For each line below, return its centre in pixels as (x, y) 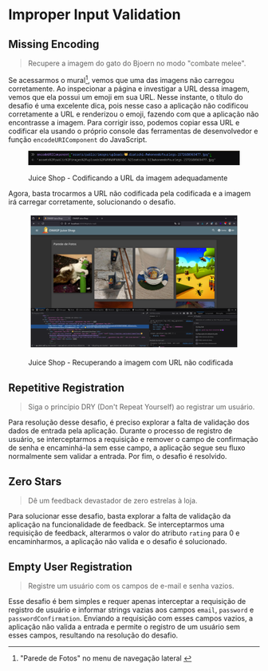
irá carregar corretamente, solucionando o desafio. (92, 202)
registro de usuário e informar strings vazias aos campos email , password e (131, 610)
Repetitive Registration (67, 387)
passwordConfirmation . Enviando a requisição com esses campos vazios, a (131, 618)
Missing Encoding (54, 44)
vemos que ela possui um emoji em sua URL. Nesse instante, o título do (126, 97)
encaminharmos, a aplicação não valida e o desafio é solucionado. (118, 542)
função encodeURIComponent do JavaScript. (78, 139)
